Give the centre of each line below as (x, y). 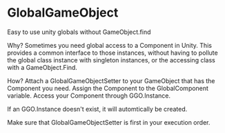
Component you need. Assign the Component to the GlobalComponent (108, 88)
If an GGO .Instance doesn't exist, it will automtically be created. (97, 109)
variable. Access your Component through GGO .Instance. (89, 96)
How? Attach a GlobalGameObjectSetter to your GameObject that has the (111, 80)
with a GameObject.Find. (42, 67)
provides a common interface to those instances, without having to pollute (113, 53)
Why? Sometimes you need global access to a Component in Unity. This (110, 45)
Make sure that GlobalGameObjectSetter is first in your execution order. (109, 122)
